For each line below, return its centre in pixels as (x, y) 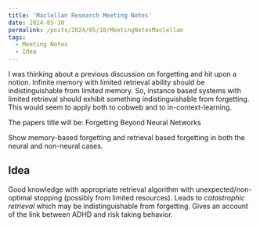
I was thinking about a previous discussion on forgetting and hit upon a (123, 74)
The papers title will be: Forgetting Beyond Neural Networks (105, 123)
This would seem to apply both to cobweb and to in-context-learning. (120, 107)
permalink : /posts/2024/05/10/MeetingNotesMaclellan (96, 30)
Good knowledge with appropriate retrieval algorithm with (101, 189)
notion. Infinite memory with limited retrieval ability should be (107, 82)
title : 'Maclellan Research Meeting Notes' (80, 15)
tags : (17, 37)
